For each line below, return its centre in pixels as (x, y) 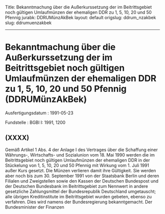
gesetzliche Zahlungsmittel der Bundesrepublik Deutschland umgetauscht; (81, 191)
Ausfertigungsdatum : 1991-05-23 (39, 113)
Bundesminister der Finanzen (35, 207)
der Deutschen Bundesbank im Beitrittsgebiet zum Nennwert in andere (77, 186)
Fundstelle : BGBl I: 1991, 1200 (35, 122)
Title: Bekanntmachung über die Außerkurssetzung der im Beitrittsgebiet (79, 7)
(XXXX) (17, 138)
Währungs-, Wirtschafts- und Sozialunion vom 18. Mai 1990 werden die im (80, 155)
